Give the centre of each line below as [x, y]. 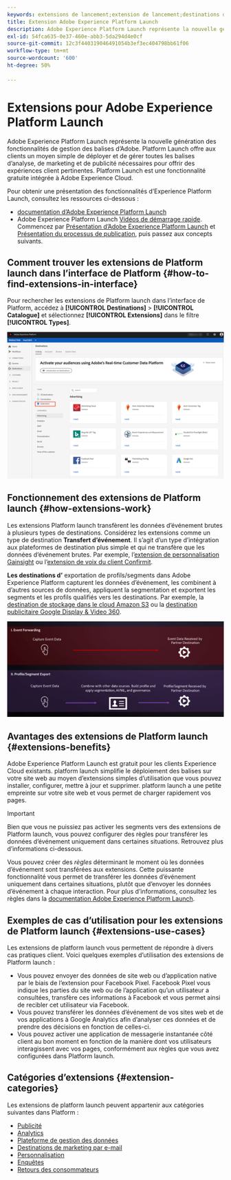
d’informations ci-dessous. [45, 849]
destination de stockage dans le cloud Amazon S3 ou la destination [102, 604]
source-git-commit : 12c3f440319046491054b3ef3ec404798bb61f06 [98, 44]
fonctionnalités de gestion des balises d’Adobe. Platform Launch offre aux [112, 149]
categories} [33, 1088]
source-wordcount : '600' [43, 58]
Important [21, 814]
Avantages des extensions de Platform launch [108, 736]
